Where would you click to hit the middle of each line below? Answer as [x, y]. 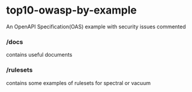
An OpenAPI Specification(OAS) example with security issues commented [96, 27]
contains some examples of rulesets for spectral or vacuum [78, 83]
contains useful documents [39, 55]
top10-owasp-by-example [71, 10]
